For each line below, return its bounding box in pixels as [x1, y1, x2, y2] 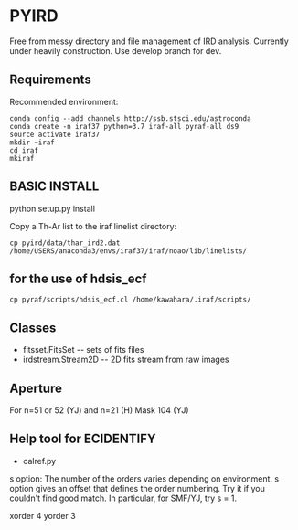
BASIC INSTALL [9, 179, 100, 195]
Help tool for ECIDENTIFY [9, 431, 157, 447]
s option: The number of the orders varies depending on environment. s [9, 472, 280, 484]
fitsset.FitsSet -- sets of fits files [22, 344, 144, 355]
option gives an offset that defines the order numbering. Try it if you [9, 482, 265, 493]
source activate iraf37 [9, 130, 101, 139]
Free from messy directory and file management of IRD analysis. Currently [9, 36, 290, 47]
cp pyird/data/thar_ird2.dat [9, 238, 121, 248]
